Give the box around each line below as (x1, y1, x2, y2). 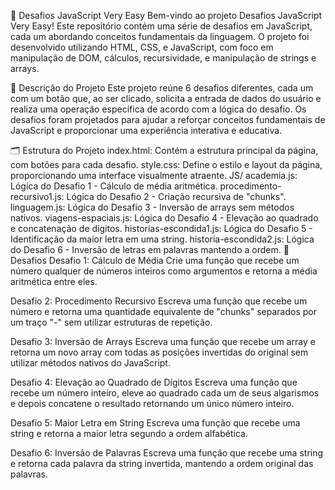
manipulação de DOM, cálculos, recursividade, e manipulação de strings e (10, 52, 317, 64)
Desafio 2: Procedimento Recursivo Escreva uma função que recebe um (10, 295, 308, 307)
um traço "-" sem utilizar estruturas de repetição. (10, 316, 213, 328)
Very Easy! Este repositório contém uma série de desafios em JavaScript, (10, 20, 313, 32)
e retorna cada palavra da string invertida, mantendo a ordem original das (10, 458, 314, 469)
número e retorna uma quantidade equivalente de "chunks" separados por (10, 306, 318, 317)
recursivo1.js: (10, 191, 65, 202)
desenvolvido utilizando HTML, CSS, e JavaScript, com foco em (10, 41, 274, 53)
